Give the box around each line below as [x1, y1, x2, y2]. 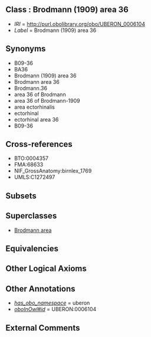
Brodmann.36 [14, 84, 48, 91]
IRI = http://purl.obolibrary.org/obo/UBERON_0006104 [14, 20, 146, 27]
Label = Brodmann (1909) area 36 [14, 27, 97, 34]
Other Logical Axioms [5, 264, 87, 274]
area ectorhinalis [14, 103, 55, 110]
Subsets [5, 191, 37, 201]
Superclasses [5, 211, 57, 221]
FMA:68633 [14, 161, 44, 168]
